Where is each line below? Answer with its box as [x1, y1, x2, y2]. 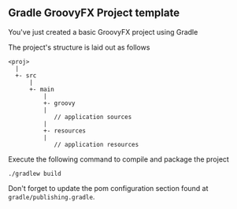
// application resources [54, 140, 139, 148]
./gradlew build [8, 170, 61, 177]
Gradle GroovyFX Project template [8, 6, 180, 20]
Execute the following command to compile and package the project [8, 154, 230, 164]
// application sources [54, 113, 132, 121]
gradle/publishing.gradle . [8, 192, 95, 201]
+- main [28, 85, 55, 93]
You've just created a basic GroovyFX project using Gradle [8, 27, 198, 36]
